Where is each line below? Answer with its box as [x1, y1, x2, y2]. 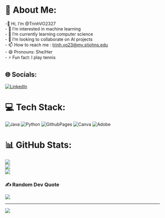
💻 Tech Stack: [5, 102, 66, 112]
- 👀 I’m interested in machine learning [5, 26, 81, 31]
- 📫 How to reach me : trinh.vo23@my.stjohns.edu [5, 42, 108, 48]
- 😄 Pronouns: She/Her [5, 49, 53, 54]
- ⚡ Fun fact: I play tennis [5, 54, 56, 60]
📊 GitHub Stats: [5, 139, 72, 150]
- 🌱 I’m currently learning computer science [5, 31, 93, 37]
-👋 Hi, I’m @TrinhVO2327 [5, 21, 56, 27]
